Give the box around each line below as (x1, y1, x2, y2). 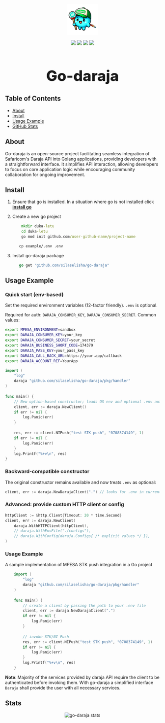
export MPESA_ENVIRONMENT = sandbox (5, 327, 76, 332)
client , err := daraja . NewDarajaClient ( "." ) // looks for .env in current (5, 489, 162, 494)
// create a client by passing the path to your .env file (23, 603, 146, 608)
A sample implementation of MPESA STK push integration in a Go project (5, 562, 153, 568)
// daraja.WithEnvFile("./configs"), (14, 528, 91, 533)
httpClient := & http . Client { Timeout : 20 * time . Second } (5, 513, 122, 518)
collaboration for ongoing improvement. (5, 172, 85, 177)
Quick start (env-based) (5, 291, 64, 298)
